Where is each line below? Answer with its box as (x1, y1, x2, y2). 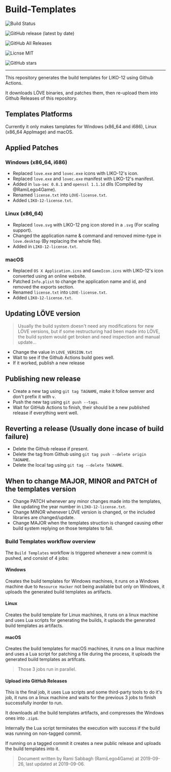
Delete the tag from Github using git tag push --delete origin (12, 451, 147, 458)
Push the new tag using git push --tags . (12, 398, 99, 405)
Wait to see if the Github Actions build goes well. (12, 354, 115, 360)
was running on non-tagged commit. (5, 730, 82, 736)
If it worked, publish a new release (12, 360, 85, 366)
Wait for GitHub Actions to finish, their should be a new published (12, 404, 150, 410)
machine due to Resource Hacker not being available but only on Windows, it (5, 583, 165, 589)
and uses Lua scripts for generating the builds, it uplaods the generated (5, 617, 156, 623)
